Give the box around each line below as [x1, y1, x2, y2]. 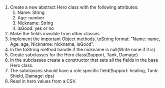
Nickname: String [17, 20, 53, 26]
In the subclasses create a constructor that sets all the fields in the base [9, 57, 158, 63]
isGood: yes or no [17, 25, 54, 31]
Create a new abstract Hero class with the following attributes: [9, 4, 139, 10]
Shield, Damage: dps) [9, 73, 54, 79]
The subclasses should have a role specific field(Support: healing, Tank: [9, 68, 159, 74]
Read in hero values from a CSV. [9, 78, 76, 84]
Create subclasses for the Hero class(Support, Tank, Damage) [9, 52, 138, 58]
